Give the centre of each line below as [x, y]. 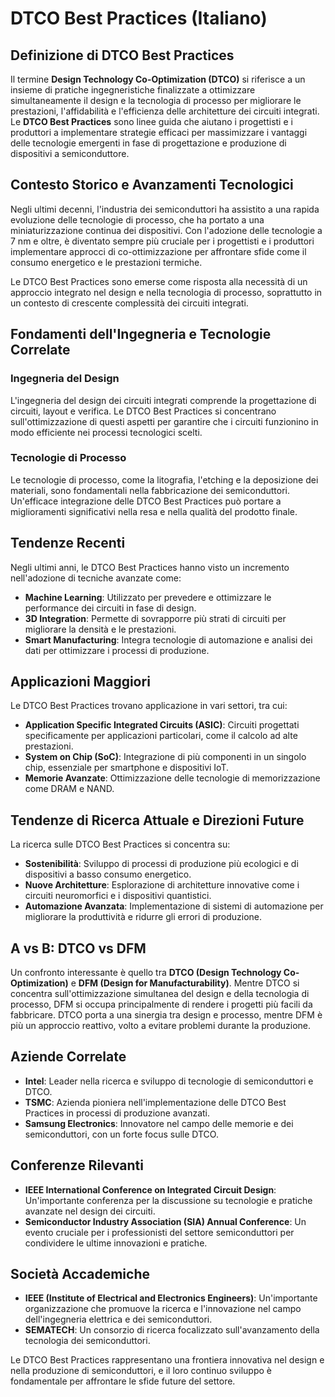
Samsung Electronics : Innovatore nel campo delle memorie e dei [159, 1123]
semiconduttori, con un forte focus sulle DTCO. [121, 1134]
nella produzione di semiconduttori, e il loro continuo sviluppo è [141, 1371]
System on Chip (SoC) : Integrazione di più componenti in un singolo [165, 757]
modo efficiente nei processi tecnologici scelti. [106, 432]
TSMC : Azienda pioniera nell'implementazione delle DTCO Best [155, 1102]
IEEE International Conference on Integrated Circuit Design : [150, 1189]
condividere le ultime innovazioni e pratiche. [116, 1243]
